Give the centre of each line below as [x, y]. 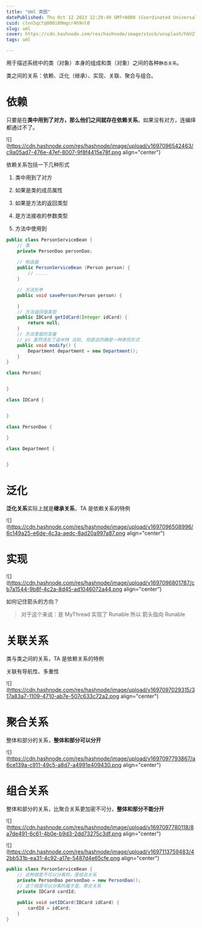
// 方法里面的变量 [37, 334]
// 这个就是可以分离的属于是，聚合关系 [59, 886]
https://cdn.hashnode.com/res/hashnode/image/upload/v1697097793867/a [102, 759]
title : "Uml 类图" [28, 12]
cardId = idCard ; [49, 908]
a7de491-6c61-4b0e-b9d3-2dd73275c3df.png [64, 834]
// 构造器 [28, 262]
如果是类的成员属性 [39, 190]
